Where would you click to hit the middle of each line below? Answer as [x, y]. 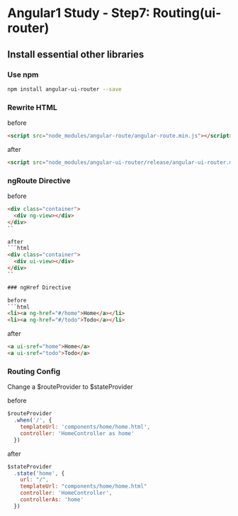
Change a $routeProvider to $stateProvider [70, 387]
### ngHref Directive [39, 287]
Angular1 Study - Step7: [79, 13]
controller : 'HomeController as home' [77, 433]
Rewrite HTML [33, 107]
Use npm [23, 75]
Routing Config [34, 371]
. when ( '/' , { [33, 420]
